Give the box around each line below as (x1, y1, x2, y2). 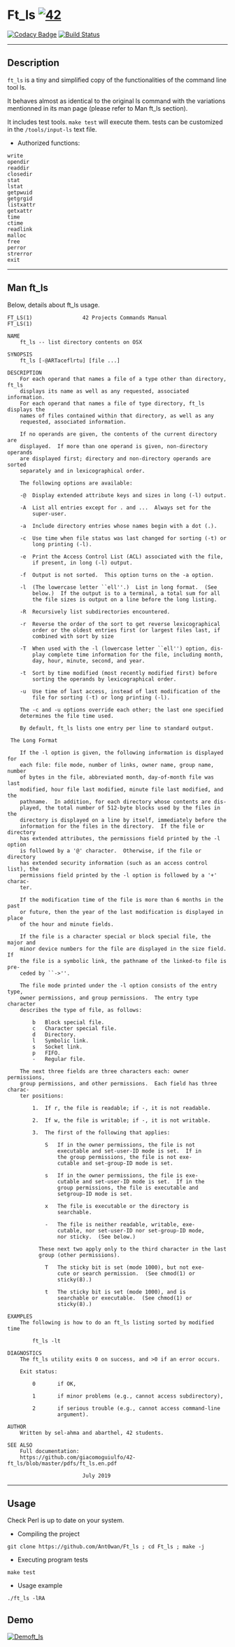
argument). (57, 1411, 90, 1418)
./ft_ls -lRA (7, 1595, 45, 1602)
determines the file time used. (20, 712, 114, 719)
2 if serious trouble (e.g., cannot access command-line (32, 1405, 220, 1412)
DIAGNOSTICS (7, 1349, 42, 1356)
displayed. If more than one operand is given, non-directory (20, 443, 208, 450)
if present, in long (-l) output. (32, 559, 133, 567)
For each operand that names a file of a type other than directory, (20, 375, 227, 382)
